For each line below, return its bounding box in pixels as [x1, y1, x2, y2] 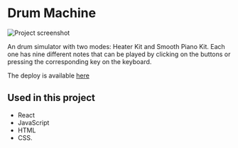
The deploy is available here [7, 71, 90, 80]
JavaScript [17, 118, 50, 127]
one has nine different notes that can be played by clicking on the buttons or [7, 50, 231, 58]
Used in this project [7, 92, 96, 104]
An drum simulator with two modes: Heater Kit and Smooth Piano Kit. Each [7, 42, 225, 51]
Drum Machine [7, 5, 97, 21]
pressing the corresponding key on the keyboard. [7, 57, 152, 65]
